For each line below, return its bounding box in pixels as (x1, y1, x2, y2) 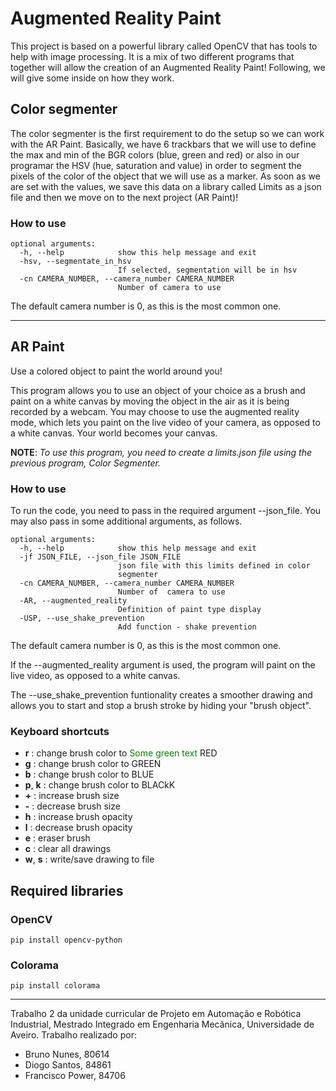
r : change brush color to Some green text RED (24, 747, 218, 759)
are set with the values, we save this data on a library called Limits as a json (10, 180, 322, 192)
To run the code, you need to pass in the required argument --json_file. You (10, 505, 322, 517)
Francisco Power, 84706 (24, 1070, 126, 1082)
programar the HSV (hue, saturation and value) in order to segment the (10, 159, 302, 171)
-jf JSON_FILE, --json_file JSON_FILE (19, 552, 182, 562)
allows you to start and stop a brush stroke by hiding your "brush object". (10, 700, 312, 712)
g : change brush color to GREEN (24, 758, 162, 770)
